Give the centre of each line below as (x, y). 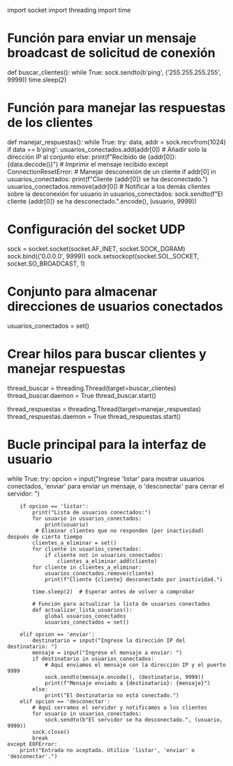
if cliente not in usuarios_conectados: (104, 555)
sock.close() (51, 732)
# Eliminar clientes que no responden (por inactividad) (120, 530)
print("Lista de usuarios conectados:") (92, 512)
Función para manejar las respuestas (116, 108)
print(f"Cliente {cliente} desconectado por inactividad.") (134, 579)
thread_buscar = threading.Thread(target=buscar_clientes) (92, 388)
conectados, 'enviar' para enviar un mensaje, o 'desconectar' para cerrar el (116, 486)
